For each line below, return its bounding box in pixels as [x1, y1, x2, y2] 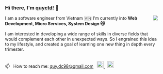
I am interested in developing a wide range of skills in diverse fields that [5, 31, 148, 37]
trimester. [5, 46, 24, 52]
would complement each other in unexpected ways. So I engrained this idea [5, 36, 157, 42]
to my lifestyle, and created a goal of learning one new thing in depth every [5, 41, 155, 47]
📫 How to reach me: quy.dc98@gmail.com [5, 63, 94, 69]
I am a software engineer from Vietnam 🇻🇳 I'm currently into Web [5, 15, 137, 21]
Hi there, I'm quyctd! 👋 [5, 4, 59, 11]
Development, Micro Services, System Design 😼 [5, 21, 105, 27]
